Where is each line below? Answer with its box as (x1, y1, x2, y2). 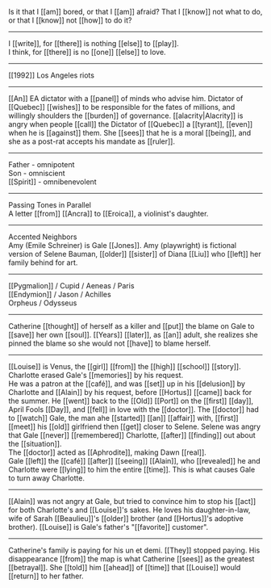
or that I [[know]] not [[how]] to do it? (8, 15, 132, 25)
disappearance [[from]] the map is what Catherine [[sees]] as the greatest (8, 554, 255, 564)
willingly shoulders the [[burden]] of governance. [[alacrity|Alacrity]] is (8, 111, 244, 120)
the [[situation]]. (8, 439, 62, 448)
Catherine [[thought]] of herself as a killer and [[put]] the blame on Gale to (8, 321, 255, 330)
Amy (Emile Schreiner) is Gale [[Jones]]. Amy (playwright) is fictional (8, 241, 236, 250)
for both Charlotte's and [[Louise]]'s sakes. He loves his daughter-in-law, (8, 505, 251, 514)
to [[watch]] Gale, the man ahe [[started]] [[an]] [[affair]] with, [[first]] (8, 414, 240, 422)
